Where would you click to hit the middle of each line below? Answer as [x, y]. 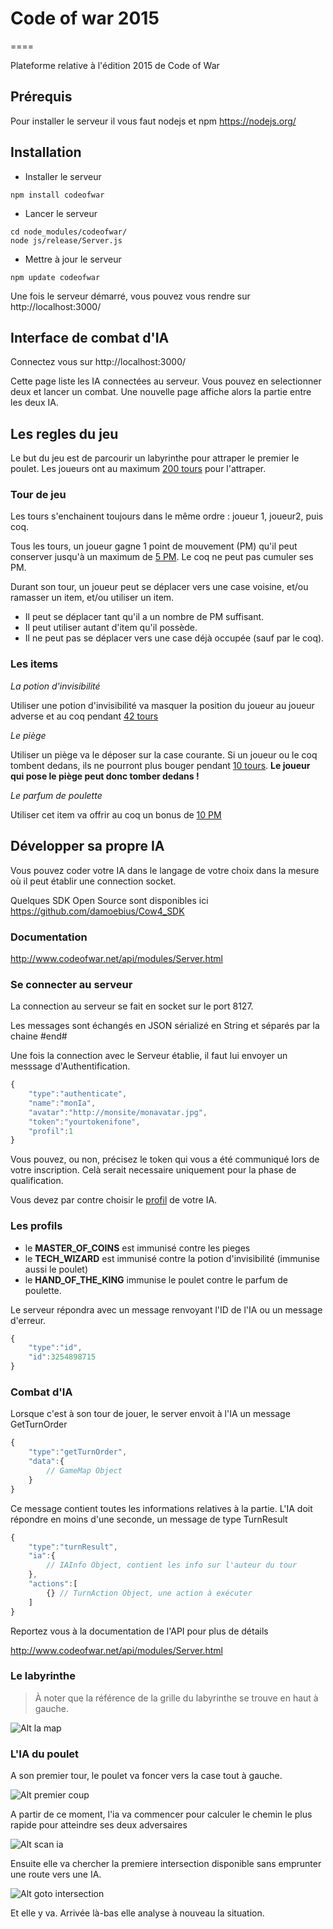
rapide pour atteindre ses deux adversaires [99, 1825]
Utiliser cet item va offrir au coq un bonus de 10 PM [116, 814]
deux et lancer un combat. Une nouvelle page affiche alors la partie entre [161, 392]
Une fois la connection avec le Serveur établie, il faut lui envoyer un [149, 1056]
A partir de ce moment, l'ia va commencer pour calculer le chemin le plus [161, 1814]
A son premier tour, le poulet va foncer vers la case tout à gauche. [146, 1776]
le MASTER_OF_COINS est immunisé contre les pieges [137, 1248]
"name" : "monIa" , [62, 1103]
